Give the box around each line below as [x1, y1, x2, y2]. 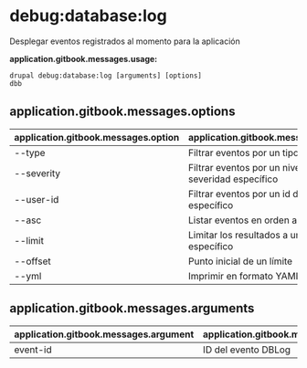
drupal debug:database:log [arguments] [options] [9, 70, 203, 80]
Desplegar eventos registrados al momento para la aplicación [9, 36, 240, 47]
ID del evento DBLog [202, 343, 291, 356]
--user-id [14, 193, 59, 205]
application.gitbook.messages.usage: [9, 53, 158, 64]
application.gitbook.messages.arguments [9, 300, 255, 316]
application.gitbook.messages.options [9, 104, 236, 120]
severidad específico [188, 173, 279, 185]
